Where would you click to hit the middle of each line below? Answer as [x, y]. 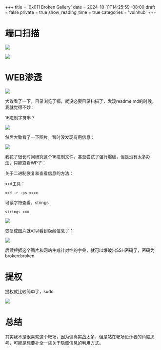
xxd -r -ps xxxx [21, 193]
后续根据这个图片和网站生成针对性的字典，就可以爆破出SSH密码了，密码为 [80, 250]
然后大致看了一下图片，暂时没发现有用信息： [50, 137]
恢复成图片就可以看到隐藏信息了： [39, 230]
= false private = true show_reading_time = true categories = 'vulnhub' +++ [81, 12]
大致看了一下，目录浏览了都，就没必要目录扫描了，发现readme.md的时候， [81, 101]
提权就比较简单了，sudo [29, 291]
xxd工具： [15, 183]
